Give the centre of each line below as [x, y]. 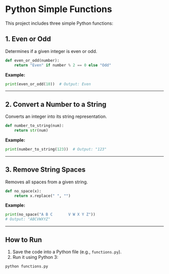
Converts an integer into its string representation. [56, 116]
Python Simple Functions [59, 9]
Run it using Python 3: [35, 257]
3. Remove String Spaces [45, 170]
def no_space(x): [23, 191]
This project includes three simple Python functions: [59, 23]
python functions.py [27, 266]
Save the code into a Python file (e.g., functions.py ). [67, 252]
